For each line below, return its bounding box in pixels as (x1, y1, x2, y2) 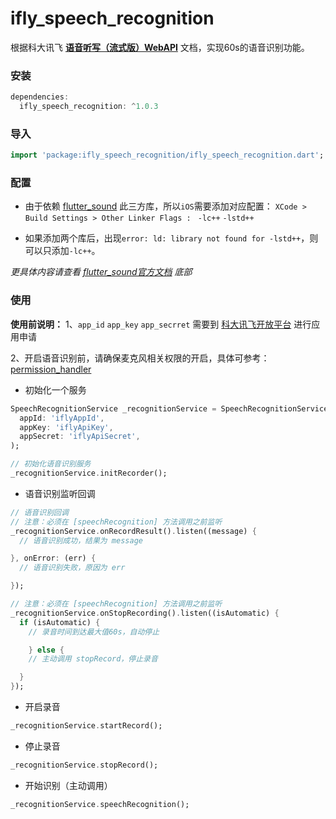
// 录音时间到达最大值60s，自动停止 (28, 627, 160, 637)
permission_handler (10, 363, 92, 375)
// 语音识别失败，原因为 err (19, 563, 126, 573)
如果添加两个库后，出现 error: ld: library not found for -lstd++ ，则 (24, 232, 319, 244)
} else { (28, 645, 65, 655)
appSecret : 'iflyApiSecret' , (19, 432, 141, 442)
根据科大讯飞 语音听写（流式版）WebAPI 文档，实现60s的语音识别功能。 (10, 41, 310, 53)
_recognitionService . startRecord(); (10, 721, 163, 731)
